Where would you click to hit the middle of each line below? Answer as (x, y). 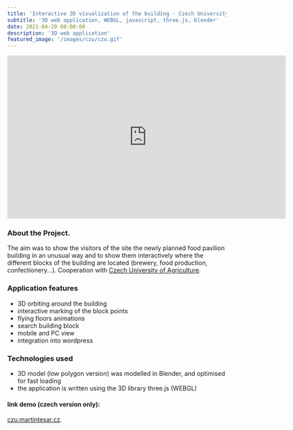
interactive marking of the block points (73, 311)
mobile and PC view (46, 333)
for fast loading (39, 381)
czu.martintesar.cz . (35, 420)
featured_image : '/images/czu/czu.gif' (65, 40)
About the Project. (39, 233)
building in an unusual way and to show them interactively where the (105, 256)
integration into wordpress (55, 340)
